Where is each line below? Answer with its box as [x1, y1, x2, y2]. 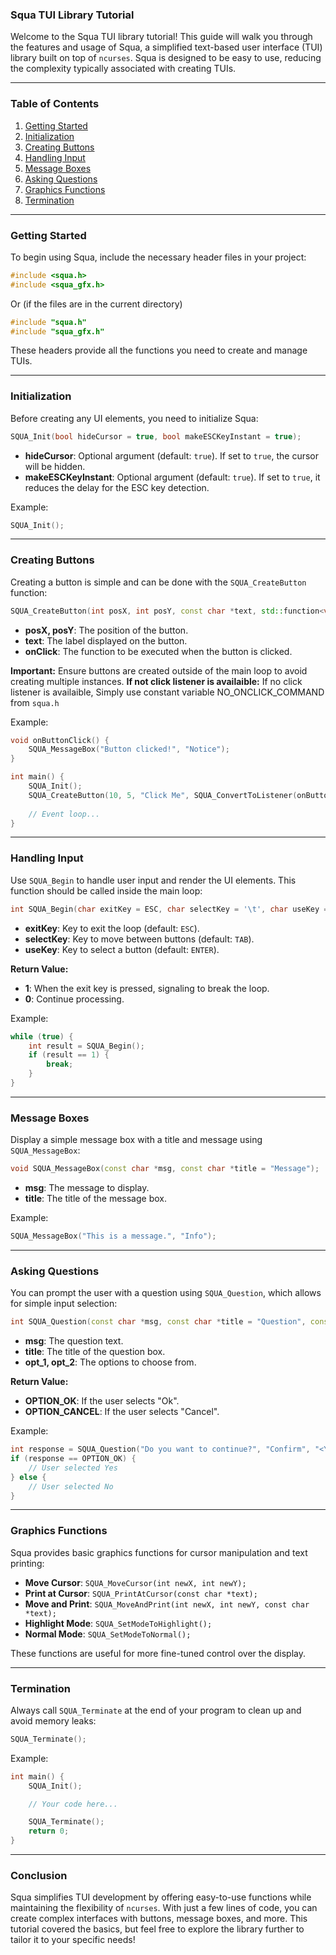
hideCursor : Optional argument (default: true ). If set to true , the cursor [24, 449, 319, 462]
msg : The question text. [24, 1335, 124, 1347]
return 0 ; [28, 1826, 70, 1837]
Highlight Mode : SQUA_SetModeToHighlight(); [24, 1617, 213, 1629]
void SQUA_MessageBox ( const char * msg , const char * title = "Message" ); [10, 1164, 320, 1174]
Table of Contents [10, 97, 100, 111]
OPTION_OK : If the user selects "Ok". [24, 1395, 180, 1407]
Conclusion [10, 1869, 68, 1883]
